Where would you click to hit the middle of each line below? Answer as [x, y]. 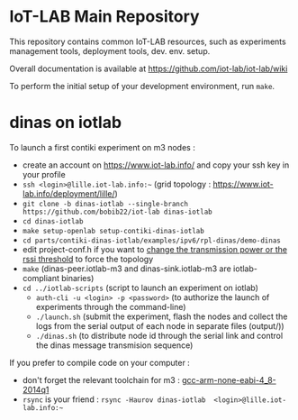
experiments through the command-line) [111, 306]
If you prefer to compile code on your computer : [100, 362]
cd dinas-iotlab [53, 221]
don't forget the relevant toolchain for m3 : [101, 379]
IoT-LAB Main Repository [104, 17]
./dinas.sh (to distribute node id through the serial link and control [159, 335]
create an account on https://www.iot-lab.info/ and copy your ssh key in [156, 165]
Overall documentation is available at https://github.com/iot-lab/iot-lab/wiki [149, 68]
